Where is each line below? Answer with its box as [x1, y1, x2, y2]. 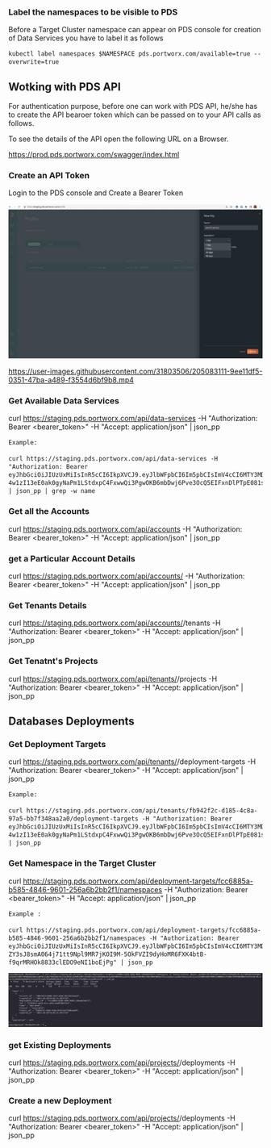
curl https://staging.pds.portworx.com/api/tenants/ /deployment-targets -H [8, 757, 256, 766]
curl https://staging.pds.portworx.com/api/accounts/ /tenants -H [8, 618, 221, 628]
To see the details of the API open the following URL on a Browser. [8, 134, 229, 144]
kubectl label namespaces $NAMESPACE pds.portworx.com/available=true [8, 50, 251, 58]
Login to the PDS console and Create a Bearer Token [8, 188, 184, 198]
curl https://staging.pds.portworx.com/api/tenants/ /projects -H [8, 674, 218, 683]
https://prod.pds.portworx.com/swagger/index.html [8, 150, 180, 160]
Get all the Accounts [8, 506, 90, 517]
